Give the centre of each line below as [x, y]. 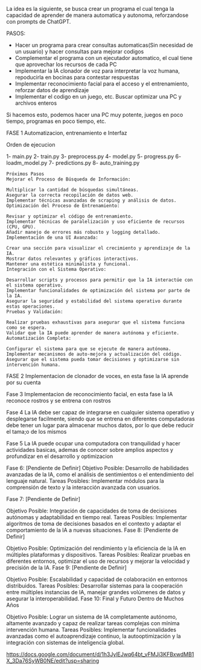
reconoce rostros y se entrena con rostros [59, 400]
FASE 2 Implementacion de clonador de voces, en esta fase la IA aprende [97, 376]
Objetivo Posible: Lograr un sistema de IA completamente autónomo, [92, 617]
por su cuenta [24, 382]
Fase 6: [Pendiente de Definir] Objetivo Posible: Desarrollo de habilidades [97, 468]
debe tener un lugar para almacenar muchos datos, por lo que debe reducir [100, 425]
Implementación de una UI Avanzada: [52, 237]
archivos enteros [36, 103]
